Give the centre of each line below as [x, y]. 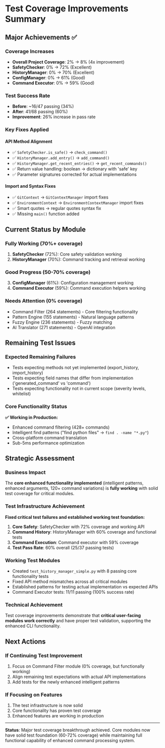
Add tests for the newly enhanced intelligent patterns [66, 682]
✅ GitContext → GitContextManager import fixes [60, 197]
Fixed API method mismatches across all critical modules [70, 581]
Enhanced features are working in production [58, 716]
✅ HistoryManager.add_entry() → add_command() [61, 158]
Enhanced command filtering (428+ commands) [61, 427]
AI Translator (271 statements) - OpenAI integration [64, 327]
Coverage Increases [30, 51]
